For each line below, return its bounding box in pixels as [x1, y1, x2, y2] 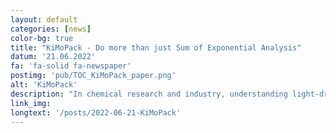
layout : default [10, 14, 78, 25]
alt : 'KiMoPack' [10, 80, 78, 90]
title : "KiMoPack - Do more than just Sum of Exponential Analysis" [10, 42, 302, 53]
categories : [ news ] [10, 24, 92, 34]
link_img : [10, 98, 52, 108]
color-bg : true [10, 33, 74, 43]
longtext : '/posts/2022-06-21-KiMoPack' [10, 107, 182, 118]
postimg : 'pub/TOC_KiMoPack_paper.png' [10, 71, 177, 81]
